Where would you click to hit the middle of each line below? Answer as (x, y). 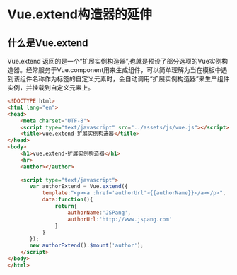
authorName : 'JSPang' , (99, 213)
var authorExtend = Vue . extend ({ (79, 187)
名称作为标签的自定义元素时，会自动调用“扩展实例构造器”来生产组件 (131, 79)
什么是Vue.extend (48, 43)
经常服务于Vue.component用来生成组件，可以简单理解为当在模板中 (123, 70)
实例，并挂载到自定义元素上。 (51, 88)
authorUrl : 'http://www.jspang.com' (120, 219)
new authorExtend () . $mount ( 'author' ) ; (86, 246)
